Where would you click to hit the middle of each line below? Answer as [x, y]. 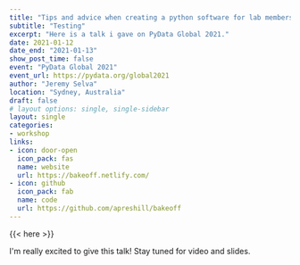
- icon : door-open [43, 150]
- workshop [29, 134]
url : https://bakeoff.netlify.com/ [83, 175]
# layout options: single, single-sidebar [89, 109]
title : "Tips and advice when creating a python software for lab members [151, 17]
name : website [43, 167]
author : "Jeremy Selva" [54, 84]
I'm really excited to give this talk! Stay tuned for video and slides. [130, 251]
